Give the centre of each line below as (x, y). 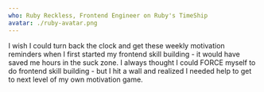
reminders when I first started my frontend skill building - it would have (124, 54)
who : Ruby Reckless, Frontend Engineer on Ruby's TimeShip (108, 15)
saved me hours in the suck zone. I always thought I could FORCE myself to (132, 62)
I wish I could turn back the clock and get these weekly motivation (116, 45)
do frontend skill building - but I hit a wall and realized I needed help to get (130, 71)
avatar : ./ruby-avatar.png (53, 23)
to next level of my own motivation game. (76, 79)
